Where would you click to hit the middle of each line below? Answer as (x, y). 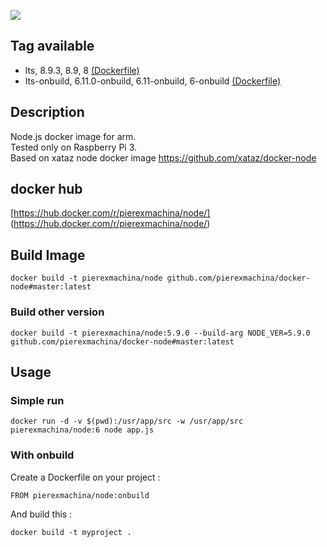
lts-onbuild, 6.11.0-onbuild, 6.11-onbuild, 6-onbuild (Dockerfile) (153, 81)
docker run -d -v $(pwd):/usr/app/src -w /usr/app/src (127, 421)
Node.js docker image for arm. (73, 136)
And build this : (41, 514)
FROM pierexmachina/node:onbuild (80, 495)
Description (47, 112)
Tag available (52, 46)
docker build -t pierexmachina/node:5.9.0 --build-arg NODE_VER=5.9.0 (160, 333)
